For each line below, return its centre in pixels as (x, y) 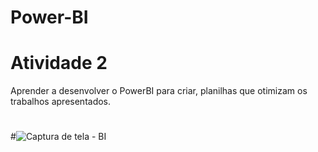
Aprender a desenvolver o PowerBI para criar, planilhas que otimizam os (159, 91)
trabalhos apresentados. (61, 102)
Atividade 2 (59, 63)
